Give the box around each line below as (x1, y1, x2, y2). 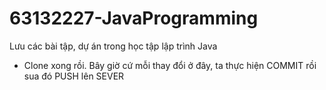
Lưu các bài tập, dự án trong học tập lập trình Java (9, 40, 218, 52)
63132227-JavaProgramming (9, 7, 259, 30)
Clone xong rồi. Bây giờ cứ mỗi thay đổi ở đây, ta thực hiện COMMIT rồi (23, 59, 317, 71)
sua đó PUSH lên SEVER (23, 70, 125, 82)
